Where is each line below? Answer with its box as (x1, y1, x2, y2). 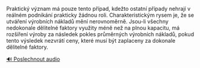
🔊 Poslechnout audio (6, 55, 61, 63)
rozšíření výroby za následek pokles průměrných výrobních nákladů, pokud (6, 31, 195, 38)
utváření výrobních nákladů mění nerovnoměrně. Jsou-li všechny (6, 18, 168, 25)
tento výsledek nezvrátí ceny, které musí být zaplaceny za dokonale (6, 37, 176, 44)
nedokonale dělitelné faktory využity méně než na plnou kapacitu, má (6, 24, 180, 31)
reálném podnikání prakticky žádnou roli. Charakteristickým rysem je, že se (6, 11, 195, 19)
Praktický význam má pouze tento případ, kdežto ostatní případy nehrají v (6, 5, 191, 12)
